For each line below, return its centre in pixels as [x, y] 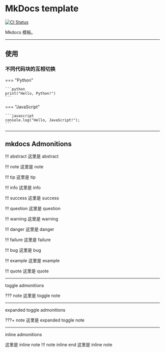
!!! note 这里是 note [24, 167]
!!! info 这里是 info [23, 188]
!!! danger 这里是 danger [30, 229]
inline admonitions [24, 335]
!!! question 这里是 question [33, 209]
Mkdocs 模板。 [20, 32]
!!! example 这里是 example [32, 261]
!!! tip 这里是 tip [20, 177]
